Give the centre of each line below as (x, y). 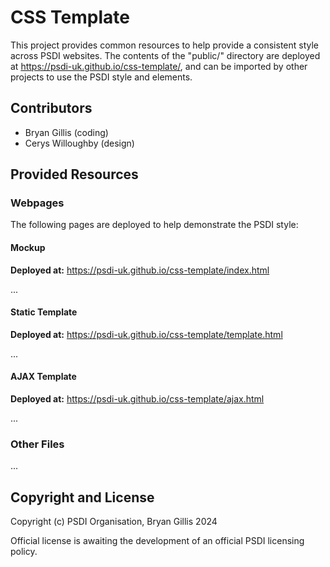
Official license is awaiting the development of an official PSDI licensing (157, 541)
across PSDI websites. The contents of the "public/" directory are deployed (165, 55)
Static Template (44, 312)
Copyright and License (82, 497)
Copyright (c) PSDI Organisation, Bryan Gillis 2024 (114, 522)
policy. (24, 552)
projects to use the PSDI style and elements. (101, 77)
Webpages (37, 203)
